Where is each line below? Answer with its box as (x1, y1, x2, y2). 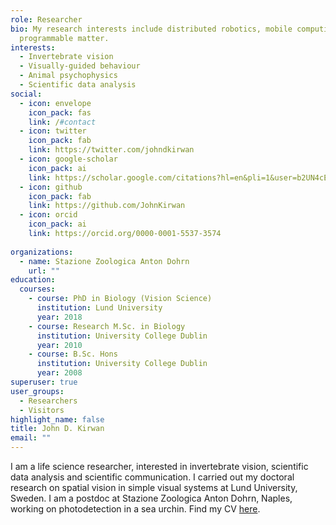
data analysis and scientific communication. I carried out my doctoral (10, 471, 295, 483)
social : (10, 89, 43, 99)
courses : (19, 284, 56, 295)
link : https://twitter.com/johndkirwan (28, 145, 195, 155)
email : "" (10, 433, 52, 443)
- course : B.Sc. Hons (28, 349, 118, 360)
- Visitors (19, 405, 65, 415)
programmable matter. (19, 33, 110, 43)
